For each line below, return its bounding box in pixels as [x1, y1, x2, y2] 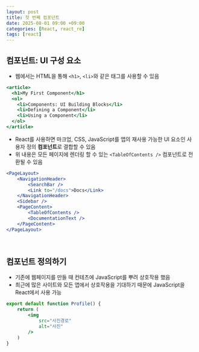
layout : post [6, 8, 39, 15]
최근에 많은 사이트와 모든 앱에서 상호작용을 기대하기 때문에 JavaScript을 [14, 281, 185, 288]
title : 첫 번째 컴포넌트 [6, 15, 60, 21]
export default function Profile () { [6, 301, 101, 307]
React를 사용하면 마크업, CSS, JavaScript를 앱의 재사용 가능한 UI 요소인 [14, 135, 186, 143]
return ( [17, 307, 39, 313]
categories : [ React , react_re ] [6, 25, 85, 32]
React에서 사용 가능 [14, 288, 62, 296]
